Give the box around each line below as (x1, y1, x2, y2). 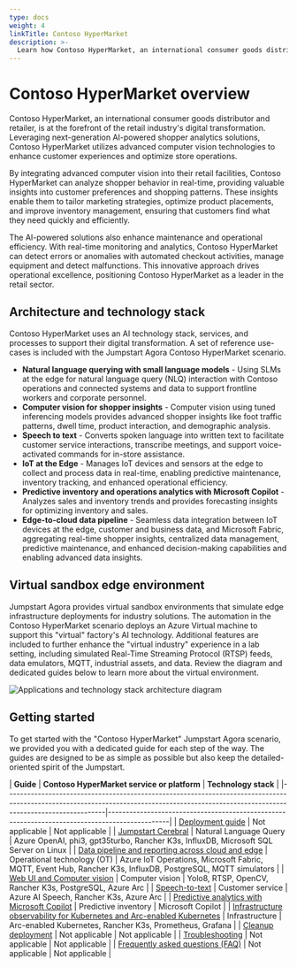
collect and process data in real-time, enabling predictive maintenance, (21, 467, 281, 478)
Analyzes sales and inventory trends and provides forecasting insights (21, 495, 278, 506)
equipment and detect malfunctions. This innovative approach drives (9, 260, 260, 271)
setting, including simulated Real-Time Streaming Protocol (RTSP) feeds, (9, 648, 273, 659)
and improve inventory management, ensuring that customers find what (9, 205, 270, 217)
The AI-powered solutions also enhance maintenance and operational (9, 232, 263, 243)
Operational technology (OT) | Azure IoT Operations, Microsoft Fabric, (9, 854, 263, 864)
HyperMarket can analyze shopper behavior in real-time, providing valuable (9, 178, 285, 188)
